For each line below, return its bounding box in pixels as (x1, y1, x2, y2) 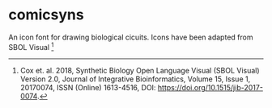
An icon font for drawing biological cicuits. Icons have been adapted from (8, 32, 253, 42)
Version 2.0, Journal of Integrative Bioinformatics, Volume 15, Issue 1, (19, 74, 251, 84)
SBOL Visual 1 (8, 40, 54, 52)
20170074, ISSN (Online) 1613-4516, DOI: (19, 82, 156, 92)
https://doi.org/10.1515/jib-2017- (157, 82, 263, 92)
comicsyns (8, 6, 84, 24)
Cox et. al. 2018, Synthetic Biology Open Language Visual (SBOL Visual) (19, 65, 261, 75)
